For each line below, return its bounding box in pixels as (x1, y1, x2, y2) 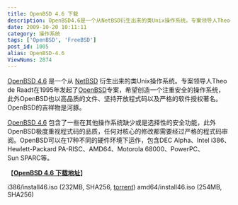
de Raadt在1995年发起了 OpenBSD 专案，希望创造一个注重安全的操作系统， (7, 86, 225, 94)
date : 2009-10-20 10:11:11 (7, 23, 87, 30)
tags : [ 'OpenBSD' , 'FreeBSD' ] (7, 37, 97, 44)
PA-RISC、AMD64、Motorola (57, 144, 144, 153)
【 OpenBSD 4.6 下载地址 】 (7, 168, 87, 177)
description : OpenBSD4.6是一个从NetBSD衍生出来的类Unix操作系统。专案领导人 (7, 17, 218, 24)
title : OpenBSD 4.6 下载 (7, 10, 79, 18)
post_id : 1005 (7, 43, 50, 50)
